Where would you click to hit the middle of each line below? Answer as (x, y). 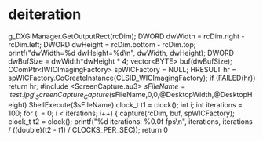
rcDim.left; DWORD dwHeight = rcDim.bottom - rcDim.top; (102, 44)
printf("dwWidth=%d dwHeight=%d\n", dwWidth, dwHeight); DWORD (121, 53)
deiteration (45, 15)
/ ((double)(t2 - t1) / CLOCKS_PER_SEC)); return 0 (88, 129)
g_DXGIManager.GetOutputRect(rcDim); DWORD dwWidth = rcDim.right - (126, 36)
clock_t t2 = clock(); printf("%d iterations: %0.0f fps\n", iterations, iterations (130, 121)
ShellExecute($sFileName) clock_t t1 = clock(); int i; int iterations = (136, 104)
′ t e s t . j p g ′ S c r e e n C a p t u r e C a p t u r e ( (60, 95)
